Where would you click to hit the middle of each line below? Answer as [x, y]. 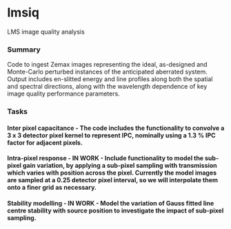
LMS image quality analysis [46, 32]
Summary [24, 50]
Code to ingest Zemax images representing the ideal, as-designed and [108, 65]
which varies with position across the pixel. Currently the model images [112, 173]
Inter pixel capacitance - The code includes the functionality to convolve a [116, 128]
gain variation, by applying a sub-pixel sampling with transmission [120, 166]
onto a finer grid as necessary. [52, 188]
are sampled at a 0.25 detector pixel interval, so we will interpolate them [113, 180]
